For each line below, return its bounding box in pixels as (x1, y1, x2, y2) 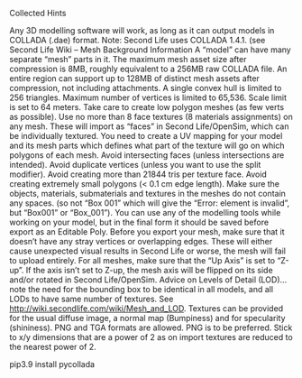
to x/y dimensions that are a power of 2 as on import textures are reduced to (9, 332, 293, 342)
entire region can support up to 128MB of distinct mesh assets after (9, 73, 260, 84)
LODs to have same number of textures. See (9, 293, 174, 304)
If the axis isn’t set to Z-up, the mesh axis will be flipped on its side (25, 265, 273, 275)
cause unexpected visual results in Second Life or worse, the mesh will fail (9, 245, 287, 256)
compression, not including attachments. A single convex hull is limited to (9, 83, 282, 93)
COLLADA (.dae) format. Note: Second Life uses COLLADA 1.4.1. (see (9, 35, 266, 45)
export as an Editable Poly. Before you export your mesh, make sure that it (9, 226, 286, 237)
